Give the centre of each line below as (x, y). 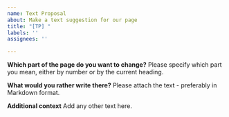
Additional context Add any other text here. (70, 106)
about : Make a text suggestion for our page (72, 20)
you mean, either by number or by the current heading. (85, 72)
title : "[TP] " (29, 26)
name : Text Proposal (37, 13)
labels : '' (23, 33)
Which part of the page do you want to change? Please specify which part (115, 65)
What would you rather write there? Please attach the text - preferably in (112, 85)
